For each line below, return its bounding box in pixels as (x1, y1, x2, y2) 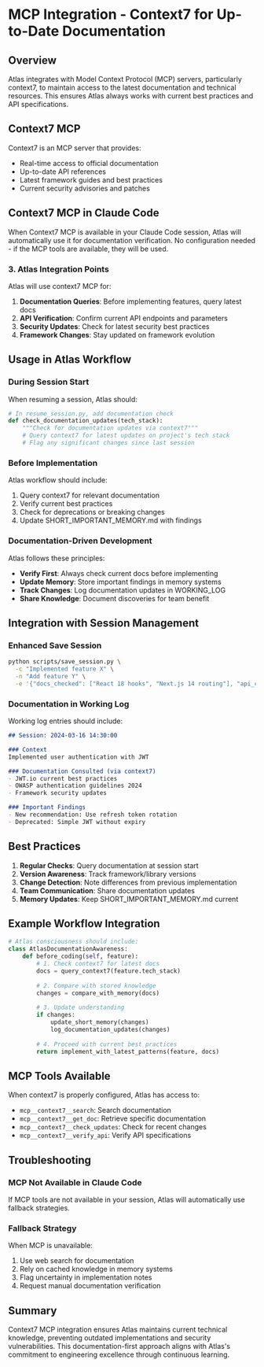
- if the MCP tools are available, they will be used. (8, 244, 169, 253)
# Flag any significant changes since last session (22, 439, 195, 447)
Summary (8, 1304, 57, 1317)
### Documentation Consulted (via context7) (8, 767, 156, 775)
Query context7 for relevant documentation (19, 490, 159, 501)
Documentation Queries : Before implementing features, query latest (19, 297, 242, 306)
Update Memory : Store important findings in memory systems (19, 577, 222, 586)
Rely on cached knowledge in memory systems (19, 1265, 173, 1274)
